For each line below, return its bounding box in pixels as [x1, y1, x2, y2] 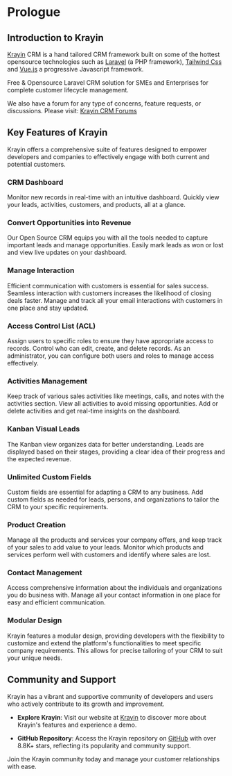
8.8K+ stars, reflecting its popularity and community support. [17, 741, 192, 750]
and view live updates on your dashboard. [7, 248, 127, 257]
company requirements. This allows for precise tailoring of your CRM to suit [7, 646, 223, 654]
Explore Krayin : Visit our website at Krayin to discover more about [17, 713, 206, 721]
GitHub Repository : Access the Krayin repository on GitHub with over [17, 734, 217, 742]
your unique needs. [7, 654, 62, 662]
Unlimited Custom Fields [7, 472, 91, 481]
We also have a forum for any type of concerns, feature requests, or [7, 99, 202, 108]
